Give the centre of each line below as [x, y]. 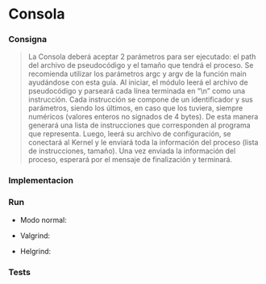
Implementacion [41, 181]
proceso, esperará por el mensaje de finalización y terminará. [130, 160]
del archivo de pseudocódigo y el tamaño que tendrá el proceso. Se [141, 65]
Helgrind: [35, 251]
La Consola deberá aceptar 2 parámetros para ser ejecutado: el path [142, 56]
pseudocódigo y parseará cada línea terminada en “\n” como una [137, 91]
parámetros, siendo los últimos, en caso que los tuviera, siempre [135, 108]
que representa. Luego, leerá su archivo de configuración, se [129, 134]
